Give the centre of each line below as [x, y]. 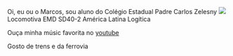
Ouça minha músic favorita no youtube [63, 33]
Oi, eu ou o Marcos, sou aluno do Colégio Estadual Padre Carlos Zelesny [112, 12]
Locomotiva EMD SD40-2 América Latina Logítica [79, 19]
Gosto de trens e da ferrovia [48, 46]
